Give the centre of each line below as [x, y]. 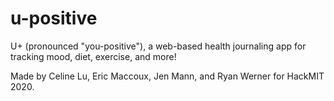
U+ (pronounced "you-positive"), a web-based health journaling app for [158, 46]
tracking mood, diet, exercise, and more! [93, 56]
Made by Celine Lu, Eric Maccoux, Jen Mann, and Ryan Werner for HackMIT [167, 76]
